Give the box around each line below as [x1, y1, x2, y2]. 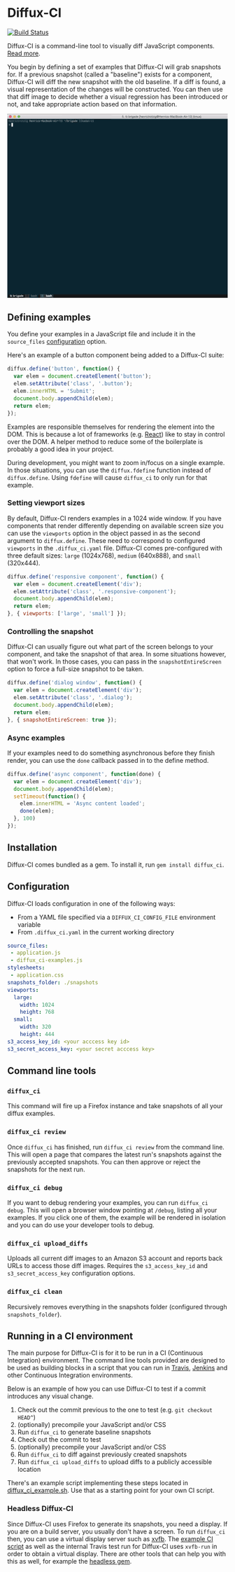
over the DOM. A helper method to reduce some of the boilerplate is [7, 437, 204, 446]
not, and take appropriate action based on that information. [7, 99, 178, 108]
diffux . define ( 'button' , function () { [7, 366, 120, 373]
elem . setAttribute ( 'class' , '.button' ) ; [13, 380, 133, 387]
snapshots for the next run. [7, 1165, 85, 1173]
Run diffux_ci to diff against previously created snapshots [17, 1450, 187, 1459]
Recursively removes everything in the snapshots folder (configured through [7, 1302, 227, 1311]
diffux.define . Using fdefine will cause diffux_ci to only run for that [7, 473, 208, 481]
